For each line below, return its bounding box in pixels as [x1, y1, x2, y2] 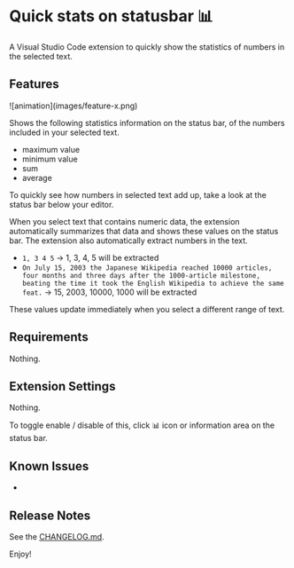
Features [9, 76, 59, 92]
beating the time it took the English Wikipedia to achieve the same [21, 279, 285, 288]
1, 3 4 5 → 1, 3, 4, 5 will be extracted [21, 252, 159, 263]
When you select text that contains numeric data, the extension [9, 216, 241, 226]
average [21, 172, 53, 183]
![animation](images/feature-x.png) [9, 100, 138, 111]
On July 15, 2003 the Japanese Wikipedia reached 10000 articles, [21, 263, 273, 272]
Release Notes [9, 508, 91, 523]
